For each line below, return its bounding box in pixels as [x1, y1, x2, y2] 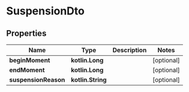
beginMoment [9, 56, 50, 64]
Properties [6, 28, 47, 38]
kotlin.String [71, 76, 107, 84]
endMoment [9, 66, 45, 74]
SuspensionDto [6, 4, 85, 18]
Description [112, 46, 147, 54]
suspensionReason [9, 76, 65, 84]
